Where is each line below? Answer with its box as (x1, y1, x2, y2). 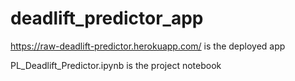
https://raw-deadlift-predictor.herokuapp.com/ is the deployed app (10, 40, 286, 52)
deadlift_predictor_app (10, 7, 204, 30)
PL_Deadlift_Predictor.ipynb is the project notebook (10, 59, 222, 71)
